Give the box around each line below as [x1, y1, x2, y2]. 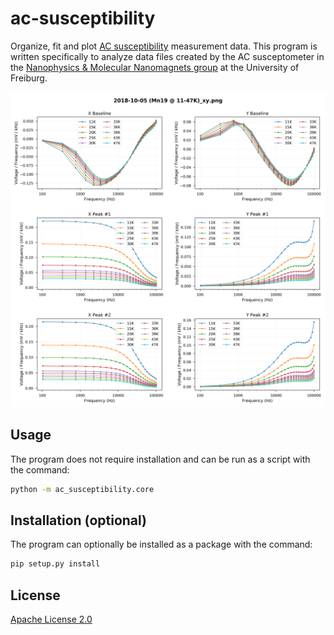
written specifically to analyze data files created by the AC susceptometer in [10, 50, 325, 62]
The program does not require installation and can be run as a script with [10, 453, 311, 465]
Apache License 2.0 [10, 613, 93, 626]
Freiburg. [10, 72, 48, 84]
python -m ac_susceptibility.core [10, 484, 155, 494]
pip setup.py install [10, 559, 101, 569]
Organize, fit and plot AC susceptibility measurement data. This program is [10, 40, 318, 52]
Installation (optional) [10, 512, 148, 529]
